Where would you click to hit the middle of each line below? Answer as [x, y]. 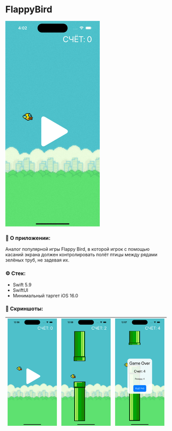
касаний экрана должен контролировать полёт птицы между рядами [81, 255]
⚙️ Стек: [16, 273]
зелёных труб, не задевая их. [37, 260]
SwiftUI [20, 290]
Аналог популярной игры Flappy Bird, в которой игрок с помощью [78, 249]
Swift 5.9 [22, 285]
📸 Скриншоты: [24, 309]
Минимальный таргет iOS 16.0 [45, 295]
